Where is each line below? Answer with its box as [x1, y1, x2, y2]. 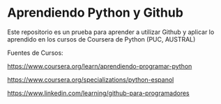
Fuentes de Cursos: [7, 49, 64, 57]
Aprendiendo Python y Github [7, 5, 183, 21]
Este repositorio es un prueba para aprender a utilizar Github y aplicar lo [7, 28, 215, 36]
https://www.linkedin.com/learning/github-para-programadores [7, 89, 190, 97]
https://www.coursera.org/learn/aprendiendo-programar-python [7, 62, 192, 70]
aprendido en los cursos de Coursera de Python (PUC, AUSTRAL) [7, 35, 196, 43]
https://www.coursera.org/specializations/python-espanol [7, 75, 174, 84]
